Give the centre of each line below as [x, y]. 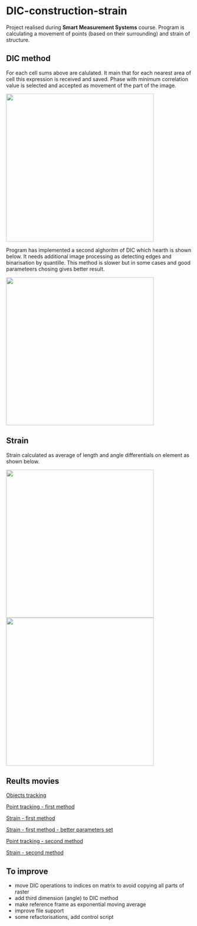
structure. [18, 40]
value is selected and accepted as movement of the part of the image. [91, 85]
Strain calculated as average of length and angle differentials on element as [98, 455]
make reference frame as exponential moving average [80, 905]
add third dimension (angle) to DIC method [66, 898]
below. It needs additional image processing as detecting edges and [89, 256]
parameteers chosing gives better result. [55, 269]
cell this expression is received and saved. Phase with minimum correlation [97, 79]
